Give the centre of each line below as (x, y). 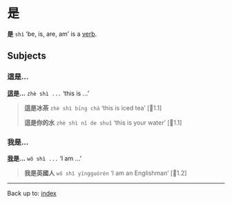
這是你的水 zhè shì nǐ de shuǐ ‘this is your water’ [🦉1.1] (103, 122)
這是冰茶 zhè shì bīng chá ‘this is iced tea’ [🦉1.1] (93, 108)
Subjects (27, 56)
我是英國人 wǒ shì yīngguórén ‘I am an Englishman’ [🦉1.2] (105, 173)
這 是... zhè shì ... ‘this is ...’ (48, 93)
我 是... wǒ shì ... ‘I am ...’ (44, 158)
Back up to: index (32, 193)
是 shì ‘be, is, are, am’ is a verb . (52, 34)
